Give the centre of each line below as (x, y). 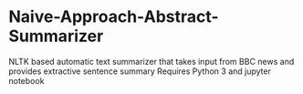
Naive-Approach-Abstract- (114, 17)
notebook (26, 80)
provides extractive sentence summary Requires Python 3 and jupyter (140, 71)
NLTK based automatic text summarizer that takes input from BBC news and (151, 61)
